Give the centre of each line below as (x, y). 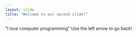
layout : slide (20, 10)
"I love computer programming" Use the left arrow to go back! (69, 28)
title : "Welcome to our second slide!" (47, 14)
